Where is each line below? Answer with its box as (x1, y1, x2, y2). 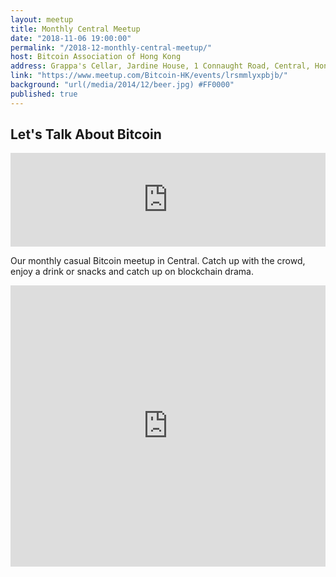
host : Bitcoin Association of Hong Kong (10, 52, 182, 62)
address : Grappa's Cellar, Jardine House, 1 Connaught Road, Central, (10, 61, 311, 71)
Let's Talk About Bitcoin (10, 126, 162, 143)
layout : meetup (10, 14, 74, 25)
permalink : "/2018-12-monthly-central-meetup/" (10, 42, 213, 53)
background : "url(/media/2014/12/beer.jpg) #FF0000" (10, 80, 235, 90)
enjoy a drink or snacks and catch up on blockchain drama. (10, 266, 254, 278)
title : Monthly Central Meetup (10, 24, 141, 34)
